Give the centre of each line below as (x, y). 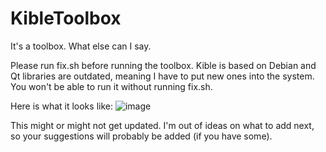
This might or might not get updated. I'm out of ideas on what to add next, (162, 125)
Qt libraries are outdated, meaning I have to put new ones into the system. (162, 76)
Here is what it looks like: (61, 106)
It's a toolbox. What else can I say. (81, 46)
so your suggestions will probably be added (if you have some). (141, 136)
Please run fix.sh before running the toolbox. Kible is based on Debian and (163, 65)
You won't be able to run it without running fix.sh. (111, 86)
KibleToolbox (66, 18)
